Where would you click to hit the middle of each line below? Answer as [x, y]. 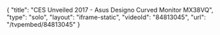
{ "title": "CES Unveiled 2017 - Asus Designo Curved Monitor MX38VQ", [110, 10]
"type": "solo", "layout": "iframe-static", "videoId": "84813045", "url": [106, 17]
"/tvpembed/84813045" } [43, 24]
